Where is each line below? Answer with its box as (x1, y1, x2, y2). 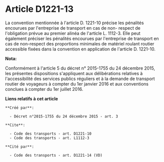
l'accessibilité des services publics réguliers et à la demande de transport (5, 76, 155, 81)
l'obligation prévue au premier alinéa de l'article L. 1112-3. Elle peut (5, 30, 141, 36)
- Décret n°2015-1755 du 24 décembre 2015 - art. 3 (9, 114, 119, 119)
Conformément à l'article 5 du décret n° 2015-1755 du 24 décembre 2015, (5, 65, 156, 71)
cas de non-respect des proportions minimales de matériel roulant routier (5, 40, 155, 46)
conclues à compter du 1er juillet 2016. (5, 86, 83, 92)
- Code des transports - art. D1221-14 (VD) (9, 153, 103, 158)
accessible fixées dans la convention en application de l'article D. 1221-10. (5, 46, 156, 52)
